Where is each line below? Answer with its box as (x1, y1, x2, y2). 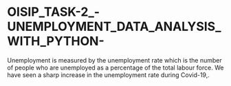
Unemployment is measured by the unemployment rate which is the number (7, 56, 222, 64)
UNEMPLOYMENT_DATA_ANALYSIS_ (7, 19, 221, 34)
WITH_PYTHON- (7, 34, 104, 49)
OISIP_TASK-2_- (7, 4, 100, 20)
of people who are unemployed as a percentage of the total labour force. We (7, 63, 224, 72)
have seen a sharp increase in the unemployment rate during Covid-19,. (7, 70, 210, 79)
